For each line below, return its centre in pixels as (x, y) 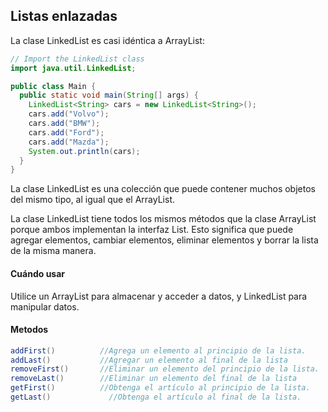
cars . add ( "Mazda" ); (69, 142)
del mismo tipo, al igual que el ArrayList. (93, 200)
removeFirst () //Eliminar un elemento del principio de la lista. (165, 369)
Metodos (29, 330)
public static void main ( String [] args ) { (109, 95)
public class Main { (53, 86)
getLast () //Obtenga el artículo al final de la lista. (156, 397)
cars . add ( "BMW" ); (64, 124)
